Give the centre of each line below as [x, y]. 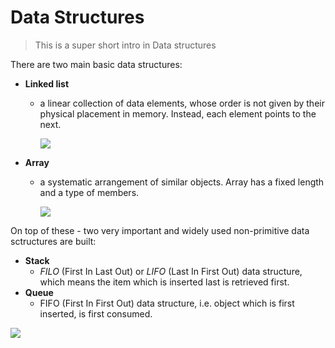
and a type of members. [89, 192]
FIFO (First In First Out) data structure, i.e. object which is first [167, 303]
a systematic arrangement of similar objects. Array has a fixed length [182, 182]
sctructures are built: [53, 241]
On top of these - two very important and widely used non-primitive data [160, 230]
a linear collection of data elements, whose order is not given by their [182, 103]
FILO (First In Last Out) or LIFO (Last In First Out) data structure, [171, 271]
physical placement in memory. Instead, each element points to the [178, 113]
